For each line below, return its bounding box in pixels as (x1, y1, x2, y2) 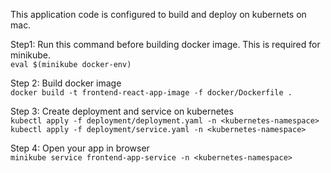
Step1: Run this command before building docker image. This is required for (10, 39, 321, 50)
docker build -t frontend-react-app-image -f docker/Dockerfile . (10, 88, 293, 98)
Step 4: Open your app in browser (10, 142, 150, 154)
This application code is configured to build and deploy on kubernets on (10, 9, 307, 20)
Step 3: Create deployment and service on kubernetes (10, 105, 234, 117)
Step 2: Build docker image (10, 77, 122, 89)
